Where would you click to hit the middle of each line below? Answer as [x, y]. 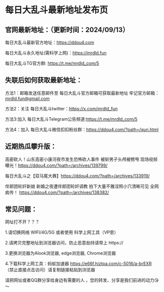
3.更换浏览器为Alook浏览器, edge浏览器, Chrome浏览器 [60, 253]
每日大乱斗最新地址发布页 [57, 10]
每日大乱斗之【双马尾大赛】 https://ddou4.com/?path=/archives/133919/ [78, 176]
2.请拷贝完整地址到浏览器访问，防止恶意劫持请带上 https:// [64, 243]
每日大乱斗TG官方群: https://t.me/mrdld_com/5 [52, 63]
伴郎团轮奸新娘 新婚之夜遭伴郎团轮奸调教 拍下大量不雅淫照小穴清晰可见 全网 [82, 186]
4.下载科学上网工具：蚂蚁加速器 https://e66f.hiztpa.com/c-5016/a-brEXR [78, 264]
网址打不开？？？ [22, 222]
